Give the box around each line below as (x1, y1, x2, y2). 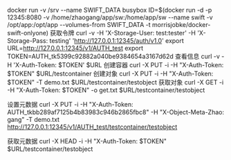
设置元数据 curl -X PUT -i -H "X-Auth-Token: (7, 100, 133, 108)
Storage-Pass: (7, 37, 48, 44)
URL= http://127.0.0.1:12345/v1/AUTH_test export (7, 44, 144, 52)
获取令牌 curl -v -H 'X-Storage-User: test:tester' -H (50, 29, 196, 37)
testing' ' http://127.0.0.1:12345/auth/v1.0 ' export (49, 37, 185, 44)
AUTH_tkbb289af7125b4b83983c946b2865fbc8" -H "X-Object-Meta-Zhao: (7, 108, 225, 116)
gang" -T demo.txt (7, 116, 60, 123)
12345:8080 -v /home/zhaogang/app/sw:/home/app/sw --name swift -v (7, 13, 213, 21)
